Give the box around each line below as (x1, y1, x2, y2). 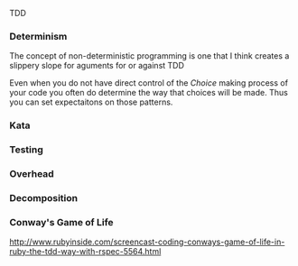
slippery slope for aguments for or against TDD (9, 60, 185, 71)
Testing (9, 143, 43, 156)
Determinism (9, 30, 68, 42)
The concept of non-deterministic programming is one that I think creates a (9, 50, 290, 61)
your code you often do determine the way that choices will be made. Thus (9, 87, 289, 98)
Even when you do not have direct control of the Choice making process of (9, 78, 289, 88)
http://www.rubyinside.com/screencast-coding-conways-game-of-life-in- (9, 236, 285, 247)
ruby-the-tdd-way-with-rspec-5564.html (9, 246, 162, 257)
